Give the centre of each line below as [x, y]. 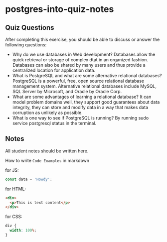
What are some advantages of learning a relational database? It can [82, 97]
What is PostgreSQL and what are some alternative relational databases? [87, 75]
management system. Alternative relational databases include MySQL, [84, 86]
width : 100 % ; [23, 231]
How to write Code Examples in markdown [47, 160]
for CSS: [14, 217]
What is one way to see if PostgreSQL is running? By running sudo [81, 118]
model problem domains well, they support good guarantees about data [86, 102]
